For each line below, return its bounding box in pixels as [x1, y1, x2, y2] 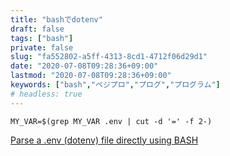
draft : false [10, 24, 65, 34]
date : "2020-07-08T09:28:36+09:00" [10, 61, 159, 71]
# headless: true [10, 89, 83, 99]
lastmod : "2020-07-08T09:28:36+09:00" [10, 71, 172, 81]
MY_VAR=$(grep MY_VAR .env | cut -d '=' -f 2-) [10, 116, 213, 126]
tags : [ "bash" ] [10, 33, 74, 43]
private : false [10, 42, 74, 53]
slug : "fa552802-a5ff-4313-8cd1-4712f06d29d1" [10, 52, 208, 62]
